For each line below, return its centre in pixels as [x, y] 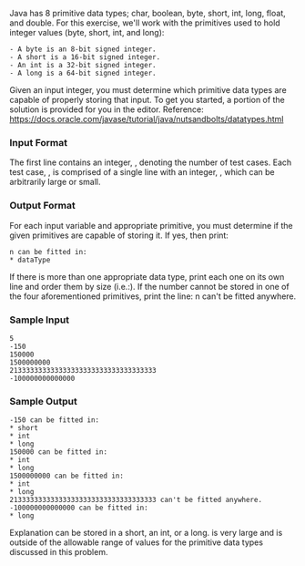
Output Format [42, 206]
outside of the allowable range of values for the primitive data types [137, 542]
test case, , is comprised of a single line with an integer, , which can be [142, 172]
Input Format [39, 142]
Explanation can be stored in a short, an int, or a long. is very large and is [146, 533]
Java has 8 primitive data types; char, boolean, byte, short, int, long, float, [148, 13]
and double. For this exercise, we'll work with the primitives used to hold [145, 23]
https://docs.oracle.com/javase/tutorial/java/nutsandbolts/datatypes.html [147, 119]
